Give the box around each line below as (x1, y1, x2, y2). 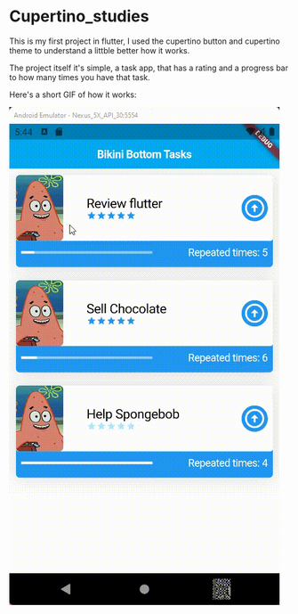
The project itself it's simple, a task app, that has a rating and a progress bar (9, 62, 289, 73)
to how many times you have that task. (9, 71, 150, 82)
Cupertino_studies (9, 6, 149, 27)
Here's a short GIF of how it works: (9, 89, 137, 100)
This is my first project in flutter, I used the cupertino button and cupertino (9, 36, 280, 46)
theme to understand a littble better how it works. (9, 45, 190, 55)
